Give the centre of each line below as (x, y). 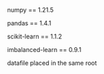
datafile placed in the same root (52, 63)
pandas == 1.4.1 (29, 23)
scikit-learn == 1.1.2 (35, 36)
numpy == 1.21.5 (30, 10)
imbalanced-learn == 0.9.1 (44, 50)
